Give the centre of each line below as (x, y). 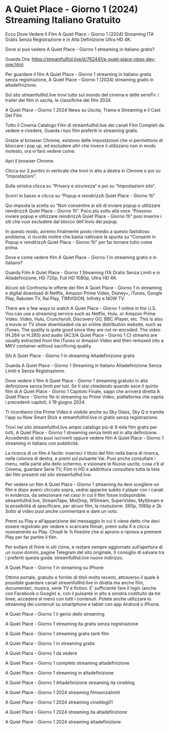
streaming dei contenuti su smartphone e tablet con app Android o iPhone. (83, 604)
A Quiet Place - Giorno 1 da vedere (41, 653)
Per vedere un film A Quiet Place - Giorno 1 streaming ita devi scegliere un (82, 484)
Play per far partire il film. (32, 537)
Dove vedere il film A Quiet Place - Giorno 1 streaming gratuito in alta (76, 380)
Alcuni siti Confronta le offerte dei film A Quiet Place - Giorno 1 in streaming (84, 287)
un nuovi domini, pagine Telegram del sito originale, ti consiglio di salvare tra (85, 552)
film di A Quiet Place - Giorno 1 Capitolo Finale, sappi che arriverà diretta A (83, 391)
